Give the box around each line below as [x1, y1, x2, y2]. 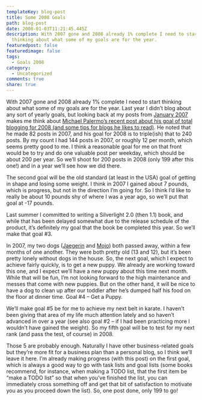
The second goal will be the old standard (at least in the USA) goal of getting [6, 174, 196, 181]
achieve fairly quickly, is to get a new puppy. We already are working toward [6, 261, 195, 268]
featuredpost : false [6, 43, 58, 49]
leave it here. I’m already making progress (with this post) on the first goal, [6, 355, 191, 362]
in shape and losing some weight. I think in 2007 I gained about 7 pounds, [6, 180, 189, 187]
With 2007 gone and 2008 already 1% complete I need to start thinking [6, 98, 182, 105]
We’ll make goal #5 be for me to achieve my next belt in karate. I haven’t [6, 305, 185, 312]
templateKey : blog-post [6, 8, 66, 15]
